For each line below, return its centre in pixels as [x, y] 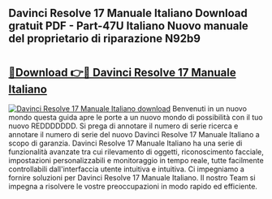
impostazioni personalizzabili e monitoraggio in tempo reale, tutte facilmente [136, 160]
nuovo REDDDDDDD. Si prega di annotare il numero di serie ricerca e [123, 126]
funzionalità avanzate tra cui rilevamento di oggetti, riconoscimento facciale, [136, 152]
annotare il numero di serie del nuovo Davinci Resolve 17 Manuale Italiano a [134, 134]
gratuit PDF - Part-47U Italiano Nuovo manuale [129, 26]
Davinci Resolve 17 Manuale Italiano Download [128, 13]
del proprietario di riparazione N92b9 [105, 39]
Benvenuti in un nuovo [209, 108]
